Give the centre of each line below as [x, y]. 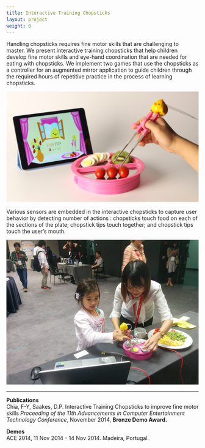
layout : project [27, 19]
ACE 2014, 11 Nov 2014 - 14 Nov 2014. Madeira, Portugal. [78, 438]
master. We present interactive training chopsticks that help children [92, 51]
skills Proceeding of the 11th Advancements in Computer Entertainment [95, 413]
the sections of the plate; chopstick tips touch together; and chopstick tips [100, 225]
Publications [23, 400]
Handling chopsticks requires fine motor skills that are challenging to [92, 44]
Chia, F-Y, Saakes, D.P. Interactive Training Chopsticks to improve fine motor [103, 407]
